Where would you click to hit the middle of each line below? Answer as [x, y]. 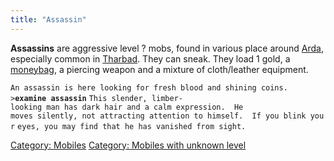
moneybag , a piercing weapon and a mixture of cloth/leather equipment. [159, 69]
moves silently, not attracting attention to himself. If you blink [158, 116]
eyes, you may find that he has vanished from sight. [132, 126]
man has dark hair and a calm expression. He [145, 107]
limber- [167, 98]
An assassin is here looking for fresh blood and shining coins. [149, 87]
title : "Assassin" [48, 19]
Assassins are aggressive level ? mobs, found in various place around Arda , [167, 48]
